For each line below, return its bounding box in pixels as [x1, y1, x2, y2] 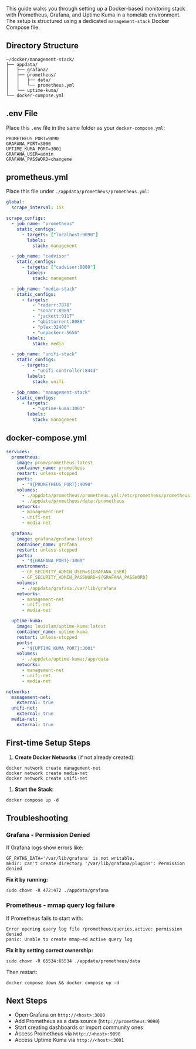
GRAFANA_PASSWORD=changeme [6, 156, 72, 162]
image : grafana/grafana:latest [16, 536, 93, 542]
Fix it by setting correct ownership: [6, 946, 93, 954]
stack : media [32, 341, 65, 347]
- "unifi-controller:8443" [32, 368, 99, 374]
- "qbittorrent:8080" [32, 319, 85, 325]
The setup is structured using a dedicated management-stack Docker [6, 18, 170, 24]
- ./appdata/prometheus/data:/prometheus [21, 498, 125, 504]
